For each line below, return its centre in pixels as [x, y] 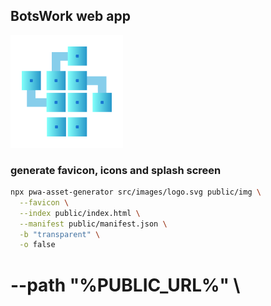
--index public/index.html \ [80, 213]
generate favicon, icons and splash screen [116, 170]
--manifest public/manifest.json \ [93, 224]
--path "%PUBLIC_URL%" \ [125, 285]
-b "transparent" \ [60, 234]
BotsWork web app [70, 16]
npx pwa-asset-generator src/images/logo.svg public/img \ [136, 192]
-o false [37, 245]
